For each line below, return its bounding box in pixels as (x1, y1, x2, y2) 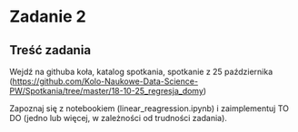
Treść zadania (9, 42, 92, 58)
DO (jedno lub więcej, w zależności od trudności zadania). (9, 113, 227, 123)
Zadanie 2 (9, 6, 86, 27)
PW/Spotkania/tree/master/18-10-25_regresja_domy (9, 86, 204, 96)
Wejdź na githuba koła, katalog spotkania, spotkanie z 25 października (9, 66, 273, 77)
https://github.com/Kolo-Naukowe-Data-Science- (12, 76, 198, 87)
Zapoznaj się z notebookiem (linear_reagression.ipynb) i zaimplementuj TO (9, 103, 289, 114)
